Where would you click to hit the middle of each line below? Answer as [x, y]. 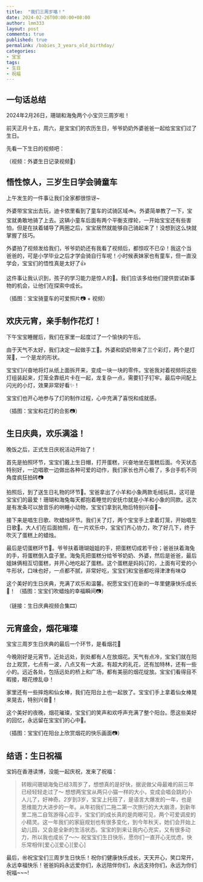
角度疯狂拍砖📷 [25, 477]
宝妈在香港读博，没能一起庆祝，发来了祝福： [62, 771]
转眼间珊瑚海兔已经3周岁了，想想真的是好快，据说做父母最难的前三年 [108, 784]
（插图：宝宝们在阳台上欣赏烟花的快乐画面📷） [65, 733]
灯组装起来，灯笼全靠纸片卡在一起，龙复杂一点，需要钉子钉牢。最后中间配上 [101, 378]
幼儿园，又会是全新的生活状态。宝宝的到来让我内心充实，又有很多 [103, 830]
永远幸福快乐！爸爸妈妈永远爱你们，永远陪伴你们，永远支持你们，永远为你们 [101, 865]
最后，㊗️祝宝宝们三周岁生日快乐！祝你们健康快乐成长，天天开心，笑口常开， [101, 858]
